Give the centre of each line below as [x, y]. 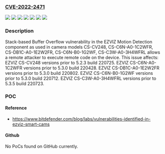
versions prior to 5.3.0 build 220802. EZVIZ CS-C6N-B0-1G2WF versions [79, 73]
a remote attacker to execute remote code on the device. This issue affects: [82, 57]
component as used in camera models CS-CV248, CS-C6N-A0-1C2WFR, [79, 47]
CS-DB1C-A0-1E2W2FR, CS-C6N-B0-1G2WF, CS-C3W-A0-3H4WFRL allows [83, 52]
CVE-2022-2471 [25, 7]
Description [19, 31]
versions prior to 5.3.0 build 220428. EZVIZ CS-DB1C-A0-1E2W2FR [91, 68]
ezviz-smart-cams [31, 124]
